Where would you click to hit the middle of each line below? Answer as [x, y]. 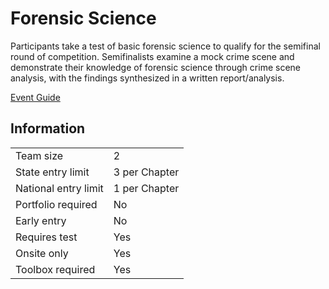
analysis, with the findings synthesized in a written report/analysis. [147, 78]
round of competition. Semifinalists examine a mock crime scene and [152, 56]
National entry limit [59, 188]
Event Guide [35, 97]
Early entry [41, 220]
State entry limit [52, 172]
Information [48, 128]
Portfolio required [56, 204]
